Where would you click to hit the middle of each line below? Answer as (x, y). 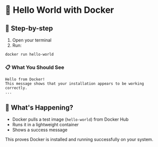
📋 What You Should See (35, 67)
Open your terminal (32, 40)
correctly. (16, 88)
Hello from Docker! (25, 79)
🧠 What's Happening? (39, 107)
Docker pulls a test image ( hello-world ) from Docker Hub (70, 119)
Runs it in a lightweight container (45, 124)
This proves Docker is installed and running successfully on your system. (79, 139)
